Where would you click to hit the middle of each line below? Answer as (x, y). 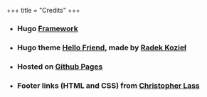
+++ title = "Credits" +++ (43, 10)
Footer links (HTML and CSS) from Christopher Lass (108, 86)
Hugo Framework (48, 28)
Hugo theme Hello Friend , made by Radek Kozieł (101, 47)
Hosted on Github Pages (60, 67)
